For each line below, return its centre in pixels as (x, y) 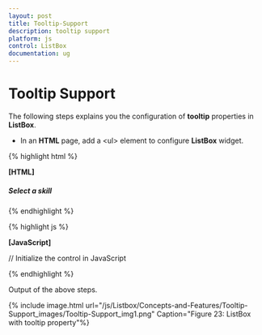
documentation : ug (39, 54)
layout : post (30, 16)
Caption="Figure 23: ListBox (204, 314)
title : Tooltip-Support (49, 24)
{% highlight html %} (43, 156)
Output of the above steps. (53, 290)
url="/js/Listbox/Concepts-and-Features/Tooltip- (167, 305)
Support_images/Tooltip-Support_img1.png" (82, 314)
